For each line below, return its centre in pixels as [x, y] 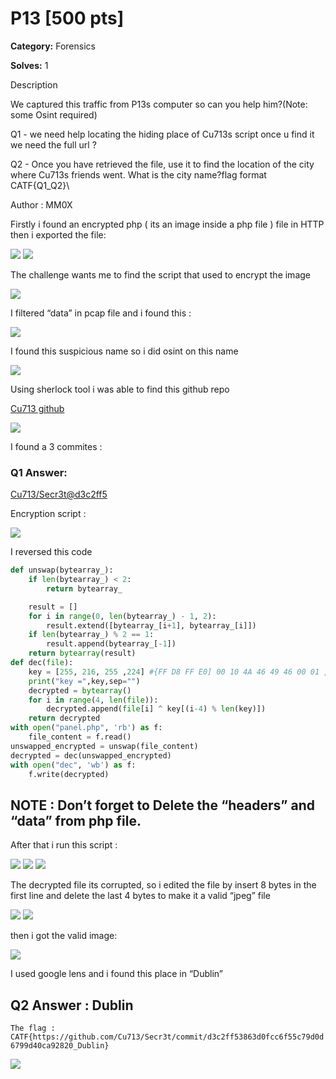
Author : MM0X [41, 204]
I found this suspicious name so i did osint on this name [124, 351]
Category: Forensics [53, 46]
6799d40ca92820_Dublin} [60, 1046]
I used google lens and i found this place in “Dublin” [116, 974]
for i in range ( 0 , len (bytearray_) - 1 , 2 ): [122, 616]
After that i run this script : [64, 845]
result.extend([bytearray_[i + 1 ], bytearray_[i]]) [151, 625]
